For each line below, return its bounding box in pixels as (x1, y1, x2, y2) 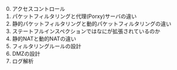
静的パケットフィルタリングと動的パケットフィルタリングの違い (12, 20, 172, 27)
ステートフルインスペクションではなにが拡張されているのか (12, 28, 161, 35)
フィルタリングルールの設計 (12, 42, 82, 50)
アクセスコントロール (12, 5, 65, 12)
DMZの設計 (12, 50, 41, 57)
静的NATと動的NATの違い (12, 35, 76, 42)
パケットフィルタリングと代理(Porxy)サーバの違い (12, 13, 137, 20)
